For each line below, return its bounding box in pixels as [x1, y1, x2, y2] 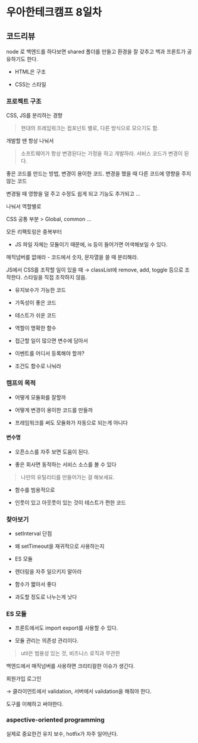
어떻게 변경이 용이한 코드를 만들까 [14, 406, 93, 414]
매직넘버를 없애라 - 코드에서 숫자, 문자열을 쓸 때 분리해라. [6, 254, 139, 261]
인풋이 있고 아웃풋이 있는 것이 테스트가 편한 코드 [14, 499, 126, 506]
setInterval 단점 [14, 530, 52, 537]
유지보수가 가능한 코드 [14, 286, 67, 294]
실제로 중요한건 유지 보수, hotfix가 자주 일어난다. [6, 730, 118, 737]
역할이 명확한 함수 [14, 325, 56, 332]
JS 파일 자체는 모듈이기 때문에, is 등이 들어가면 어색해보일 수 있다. [14, 241, 168, 248]
